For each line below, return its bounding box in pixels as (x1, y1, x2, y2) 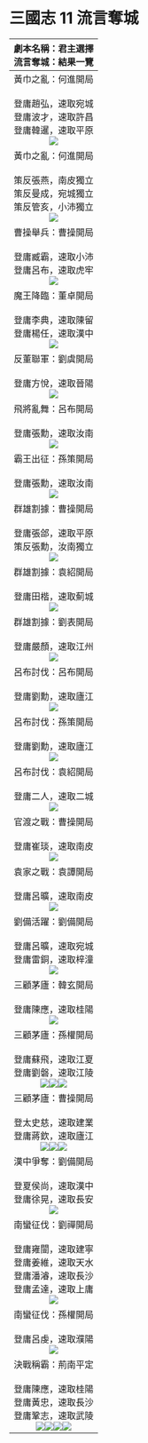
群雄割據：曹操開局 (13, 503, 95, 515)
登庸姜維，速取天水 (13, 1256, 95, 1268)
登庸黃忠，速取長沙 (13, 1396, 95, 1408)
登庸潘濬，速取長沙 (13, 1269, 95, 1281)
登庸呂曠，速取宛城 (13, 940, 95, 952)
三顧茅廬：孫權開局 (13, 1028, 95, 1041)
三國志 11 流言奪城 (9, 8, 139, 28)
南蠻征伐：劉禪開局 (13, 1218, 95, 1231)
